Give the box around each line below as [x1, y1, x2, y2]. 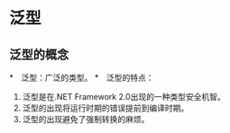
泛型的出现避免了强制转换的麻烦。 [22, 114, 150, 124]
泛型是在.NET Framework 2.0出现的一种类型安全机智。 [22, 92, 225, 102]
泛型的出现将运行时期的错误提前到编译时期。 [22, 102, 189, 113]
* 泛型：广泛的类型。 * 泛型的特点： [9, 73, 154, 83]
